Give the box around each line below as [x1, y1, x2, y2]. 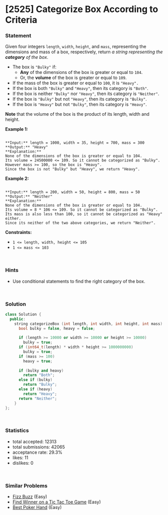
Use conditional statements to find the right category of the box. [12, 278, 145, 284]
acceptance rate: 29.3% [12, 449, 63, 455]
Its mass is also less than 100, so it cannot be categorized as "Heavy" [5, 212, 163, 217]
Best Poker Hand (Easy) [12, 504, 62, 510]
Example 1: [5, 126, 29, 132]
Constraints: [5, 229, 32, 235]
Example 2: [5, 176, 29, 182]
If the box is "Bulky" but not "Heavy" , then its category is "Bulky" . [12, 96, 147, 102]
